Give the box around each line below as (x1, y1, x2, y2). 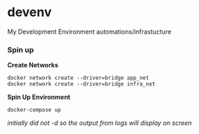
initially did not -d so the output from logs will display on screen (7, 119, 192, 127)
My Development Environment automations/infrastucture (7, 27, 172, 36)
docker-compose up (7, 107, 61, 114)
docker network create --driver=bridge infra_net (7, 81, 156, 88)
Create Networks (7, 61, 58, 69)
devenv (7, 4, 52, 20)
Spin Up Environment (7, 93, 70, 102)
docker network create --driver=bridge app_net (7, 74, 150, 81)
